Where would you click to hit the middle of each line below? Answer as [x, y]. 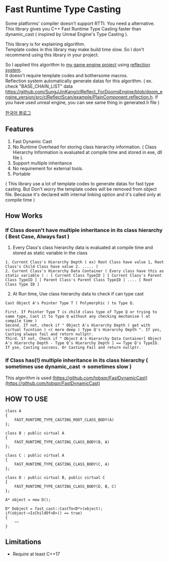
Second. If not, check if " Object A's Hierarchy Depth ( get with [78, 325]
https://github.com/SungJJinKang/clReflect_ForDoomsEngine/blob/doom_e [84, 91]
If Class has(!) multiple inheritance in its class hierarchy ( [77, 360]
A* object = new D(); [28, 500]
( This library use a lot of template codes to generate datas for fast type [80, 183]
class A [13, 411]
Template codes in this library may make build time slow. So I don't [75, 49]
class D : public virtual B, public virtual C [55, 477]
